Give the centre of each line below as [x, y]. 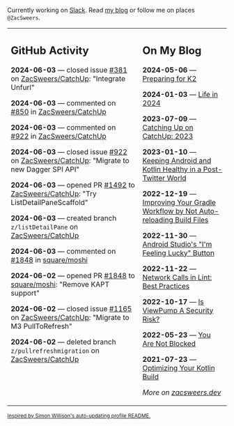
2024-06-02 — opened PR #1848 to [73, 275]
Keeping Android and [177, 160]
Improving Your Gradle [179, 202]
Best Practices [166, 286]
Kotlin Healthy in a [172, 169]
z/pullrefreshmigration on [55, 350]
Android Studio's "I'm [177, 244]
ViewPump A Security [178, 310]
